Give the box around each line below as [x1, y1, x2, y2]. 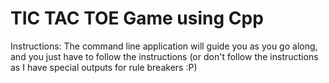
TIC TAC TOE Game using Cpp [10, 7, 264, 30]
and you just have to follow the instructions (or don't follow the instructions [10, 50, 319, 62]
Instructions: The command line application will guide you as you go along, [10, 40, 318, 52]
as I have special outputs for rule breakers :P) [10, 61, 198, 73]
